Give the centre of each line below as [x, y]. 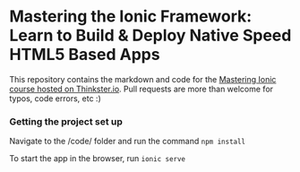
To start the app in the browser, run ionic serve [98, 159]
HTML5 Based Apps [85, 55]
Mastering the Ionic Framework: [131, 17]
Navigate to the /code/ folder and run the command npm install [128, 142]
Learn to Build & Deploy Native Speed [150, 35]
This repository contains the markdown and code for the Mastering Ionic [143, 79]
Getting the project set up [66, 121]
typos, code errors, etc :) [55, 98]
